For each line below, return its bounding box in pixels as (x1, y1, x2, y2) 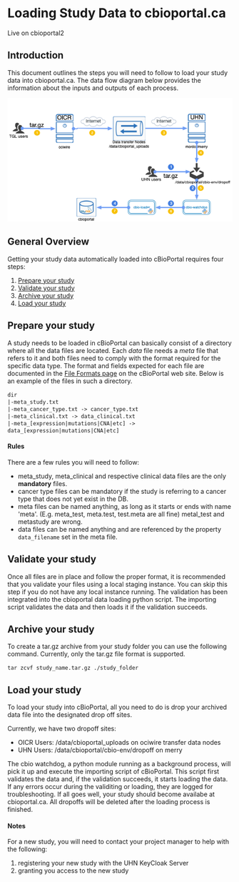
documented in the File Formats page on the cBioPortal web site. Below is (7, 369, 224, 377)
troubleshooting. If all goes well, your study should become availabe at (7, 790, 215, 798)
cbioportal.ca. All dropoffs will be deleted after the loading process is (7, 798, 210, 806)
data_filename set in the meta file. (17, 532, 118, 541)
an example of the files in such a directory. (7, 377, 133, 385)
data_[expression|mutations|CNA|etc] (7, 427, 120, 434)
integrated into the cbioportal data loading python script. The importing (7, 595, 217, 603)
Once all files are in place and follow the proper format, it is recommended (7, 572, 226, 580)
